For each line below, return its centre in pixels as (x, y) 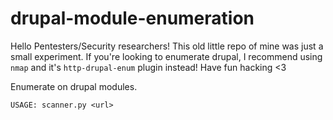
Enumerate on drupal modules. (74, 86)
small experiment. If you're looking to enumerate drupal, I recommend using (166, 56)
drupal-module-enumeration (132, 18)
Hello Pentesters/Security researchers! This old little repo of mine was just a (167, 46)
